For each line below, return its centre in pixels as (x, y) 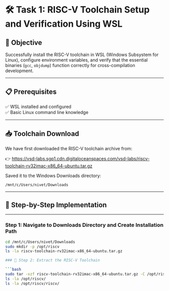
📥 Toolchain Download (42, 134)
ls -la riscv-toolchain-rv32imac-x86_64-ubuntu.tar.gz (64, 251)
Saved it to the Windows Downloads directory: (53, 176)
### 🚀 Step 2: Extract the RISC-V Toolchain (53, 260)
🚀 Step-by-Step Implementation (56, 205)
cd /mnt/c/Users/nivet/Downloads (40, 242)
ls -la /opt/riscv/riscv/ (32, 283)
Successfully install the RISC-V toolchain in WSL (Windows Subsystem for (82, 54)
